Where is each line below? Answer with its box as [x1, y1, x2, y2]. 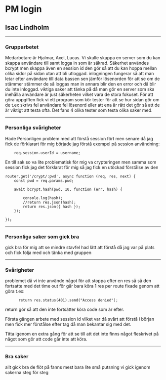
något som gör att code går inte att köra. [5, 336, 87, 342]
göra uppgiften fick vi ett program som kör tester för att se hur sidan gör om [5, 97, 160, 103]
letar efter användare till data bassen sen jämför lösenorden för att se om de [5, 76, 160, 82]
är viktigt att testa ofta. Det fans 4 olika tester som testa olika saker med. [5, 107, 153, 113]
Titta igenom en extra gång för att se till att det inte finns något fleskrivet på [5, 331, 159, 337]
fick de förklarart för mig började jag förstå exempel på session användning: [5, 141, 160, 147]
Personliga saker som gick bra [5, 233, 79, 240]
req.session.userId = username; [14, 150, 81, 155]
